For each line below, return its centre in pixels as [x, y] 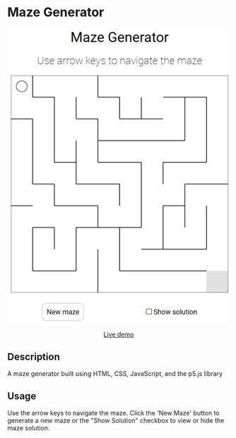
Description [34, 356]
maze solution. [29, 427]
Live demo [119, 335]
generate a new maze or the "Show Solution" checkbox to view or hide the [116, 420]
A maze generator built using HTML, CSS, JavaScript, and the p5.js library [115, 374]
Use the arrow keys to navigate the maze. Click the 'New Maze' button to [114, 413]
